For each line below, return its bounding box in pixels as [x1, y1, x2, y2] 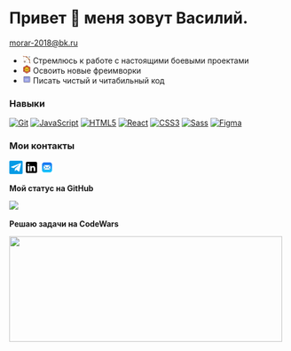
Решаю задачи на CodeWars [9, 218, 120, 229]
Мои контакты [9, 140, 75, 152]
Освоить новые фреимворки [32, 65, 142, 76]
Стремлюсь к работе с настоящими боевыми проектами [32, 55, 249, 66]
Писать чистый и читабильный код [32, 75, 165, 85]
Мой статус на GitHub [9, 182, 94, 194]
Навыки [9, 97, 46, 109]
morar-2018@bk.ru [9, 37, 78, 48]
